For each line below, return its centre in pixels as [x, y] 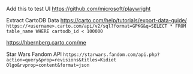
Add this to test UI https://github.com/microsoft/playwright [79, 9]
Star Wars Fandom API [34, 54]
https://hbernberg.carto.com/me [46, 42]
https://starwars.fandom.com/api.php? [111, 55]
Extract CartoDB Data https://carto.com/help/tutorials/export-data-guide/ [96, 20]
